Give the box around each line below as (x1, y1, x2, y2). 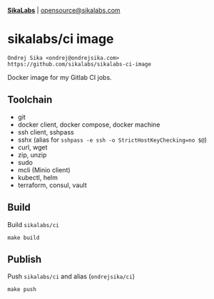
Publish (7, 253, 42, 266)
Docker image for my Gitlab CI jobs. (7, 73, 112, 81)
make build (7, 234, 40, 241)
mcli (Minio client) (17, 165, 71, 174)
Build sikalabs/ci (7, 220, 59, 229)
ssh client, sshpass (17, 127, 74, 136)
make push (7, 286, 37, 293)
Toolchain (7, 94, 53, 106)
